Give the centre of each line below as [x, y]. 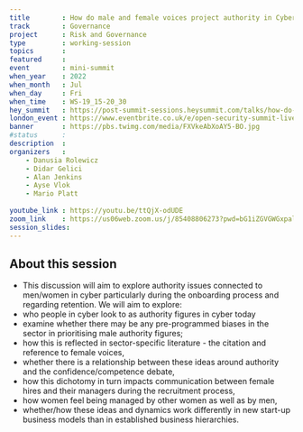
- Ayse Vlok [48, 186]
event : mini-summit [62, 69]
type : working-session [70, 43]
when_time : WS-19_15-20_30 [68, 101]
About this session [63, 264]
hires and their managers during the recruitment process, [129, 391]
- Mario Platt [52, 194]
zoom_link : [38, 219]
